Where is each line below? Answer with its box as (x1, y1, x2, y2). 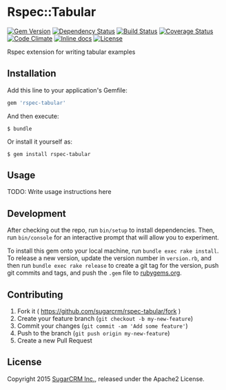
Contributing (7, 289, 63, 300)
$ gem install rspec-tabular (7, 150, 91, 157)
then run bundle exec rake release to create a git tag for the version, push (7, 262, 219, 270)
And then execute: (7, 112, 59, 120)
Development (7, 208, 67, 220)
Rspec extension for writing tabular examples (7, 48, 136, 56)
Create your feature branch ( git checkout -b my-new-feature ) (17, 315, 194, 323)
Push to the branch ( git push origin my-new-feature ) (17, 329, 170, 338)
